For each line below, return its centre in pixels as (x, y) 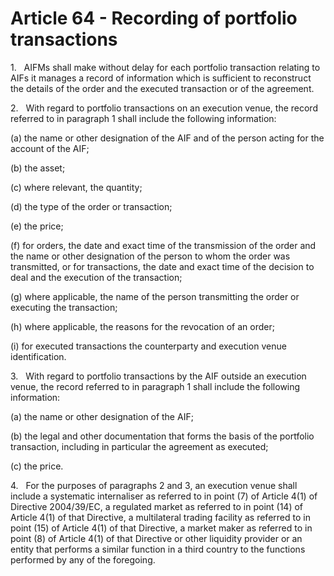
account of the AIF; (50, 148)
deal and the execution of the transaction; (96, 277)
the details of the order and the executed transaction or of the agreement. (162, 88)
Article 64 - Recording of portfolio (154, 18)
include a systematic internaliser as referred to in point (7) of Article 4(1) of (164, 496)
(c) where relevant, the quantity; (76, 187)
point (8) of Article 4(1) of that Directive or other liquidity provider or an (156, 538)
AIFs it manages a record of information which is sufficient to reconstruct (161, 78)
